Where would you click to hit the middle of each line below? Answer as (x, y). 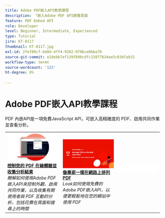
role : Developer (22, 26)
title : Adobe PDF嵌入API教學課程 (37, 10)
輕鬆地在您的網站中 (91, 196)
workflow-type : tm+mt (27, 62)
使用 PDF (72, 202)
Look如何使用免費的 (83, 184)
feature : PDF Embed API (29, 21)
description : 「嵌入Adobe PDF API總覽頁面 (47, 15)
